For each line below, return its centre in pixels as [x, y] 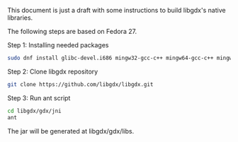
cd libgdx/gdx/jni [34, 111]
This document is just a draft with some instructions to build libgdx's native [117, 10]
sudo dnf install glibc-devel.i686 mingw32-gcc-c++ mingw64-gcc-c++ [110, 58]
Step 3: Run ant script [39, 97]
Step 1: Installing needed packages [58, 45]
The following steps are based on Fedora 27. [72, 31]
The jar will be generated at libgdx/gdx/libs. [71, 131]
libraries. [20, 18]
